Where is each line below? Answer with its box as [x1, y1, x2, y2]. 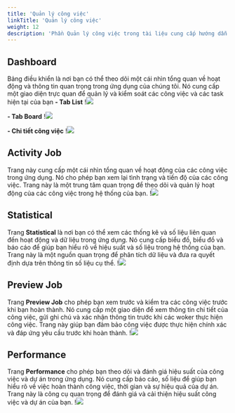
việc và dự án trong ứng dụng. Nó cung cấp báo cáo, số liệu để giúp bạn [7, 375, 217, 383]
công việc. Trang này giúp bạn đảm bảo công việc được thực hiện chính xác [7, 320, 227, 329]
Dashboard [7, 55, 57, 67]
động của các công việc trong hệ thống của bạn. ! [7, 189, 152, 197]
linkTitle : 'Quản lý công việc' [7, 17, 102, 24]
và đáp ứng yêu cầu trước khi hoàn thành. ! [7, 328, 131, 337]
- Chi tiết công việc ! [7, 127, 68, 136]
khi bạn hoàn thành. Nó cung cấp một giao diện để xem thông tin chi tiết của [7, 305, 229, 313]
